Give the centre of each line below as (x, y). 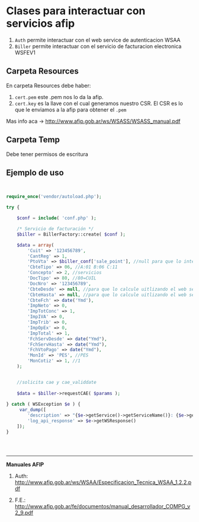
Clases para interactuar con (76, 11)
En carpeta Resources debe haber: (49, 85)
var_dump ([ (33, 410)
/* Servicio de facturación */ (55, 229)
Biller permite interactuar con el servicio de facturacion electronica (98, 46)
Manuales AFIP (25, 464)
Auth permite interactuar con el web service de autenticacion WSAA (97, 40)
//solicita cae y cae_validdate (57, 382)
